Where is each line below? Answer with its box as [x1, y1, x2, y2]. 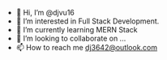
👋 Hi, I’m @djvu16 [15, 8, 75, 17]
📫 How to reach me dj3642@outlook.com [15, 43, 158, 52]
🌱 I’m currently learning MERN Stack [15, 25, 138, 34]
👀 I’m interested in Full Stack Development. [15, 16, 160, 26]
